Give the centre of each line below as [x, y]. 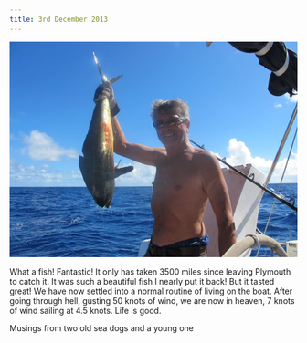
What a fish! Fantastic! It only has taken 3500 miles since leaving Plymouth [150, 271]
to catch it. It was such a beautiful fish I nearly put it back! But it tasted [142, 281]
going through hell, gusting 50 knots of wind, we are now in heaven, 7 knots [152, 300]
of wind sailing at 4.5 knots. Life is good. [85, 310]
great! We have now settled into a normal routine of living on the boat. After [151, 291]
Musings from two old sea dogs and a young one [102, 327]
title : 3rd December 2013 [58, 19]
